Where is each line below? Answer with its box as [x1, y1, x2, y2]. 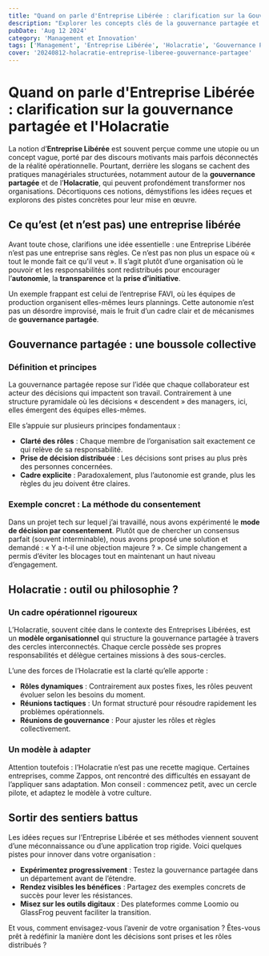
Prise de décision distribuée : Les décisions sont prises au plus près [19, 453, 248, 463]
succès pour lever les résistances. [19, 890, 134, 900]
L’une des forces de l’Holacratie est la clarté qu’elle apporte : [8, 666, 208, 676]
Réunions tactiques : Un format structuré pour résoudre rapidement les [19, 698, 257, 709]
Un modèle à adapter [8, 744, 91, 755]
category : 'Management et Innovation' [8, 34, 138, 42]
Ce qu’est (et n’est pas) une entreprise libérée [8, 218, 242, 232]
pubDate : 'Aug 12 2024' [8, 26, 88, 34]
